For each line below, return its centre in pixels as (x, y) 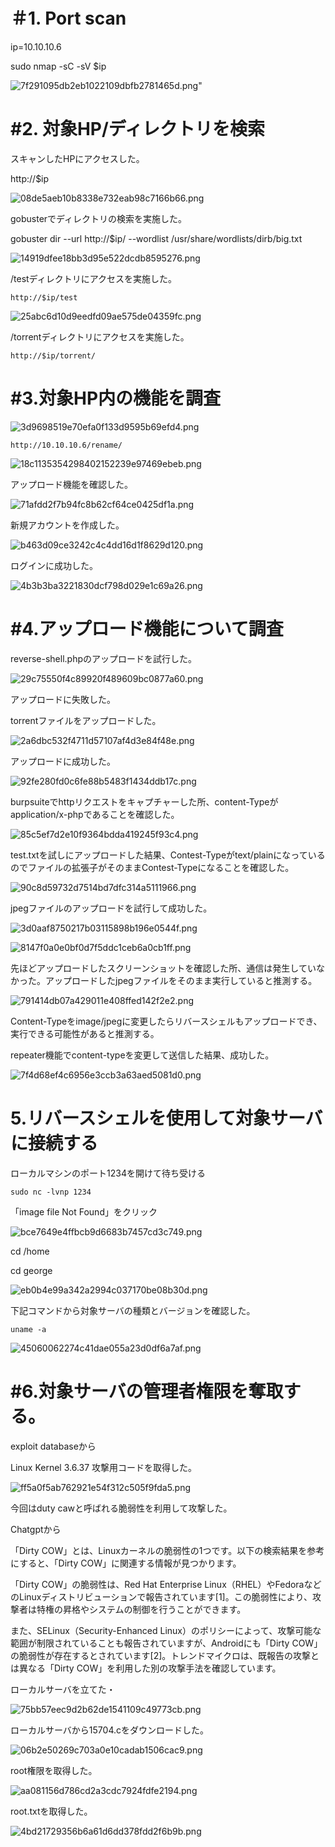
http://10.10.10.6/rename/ (66, 445)
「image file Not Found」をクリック (84, 1211)
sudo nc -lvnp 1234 (51, 1192)
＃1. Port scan (68, 18)
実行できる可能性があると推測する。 (85, 1033)
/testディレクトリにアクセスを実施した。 (93, 278)
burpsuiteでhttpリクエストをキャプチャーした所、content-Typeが (144, 801)
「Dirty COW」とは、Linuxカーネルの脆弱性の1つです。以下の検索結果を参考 (167, 1550)
